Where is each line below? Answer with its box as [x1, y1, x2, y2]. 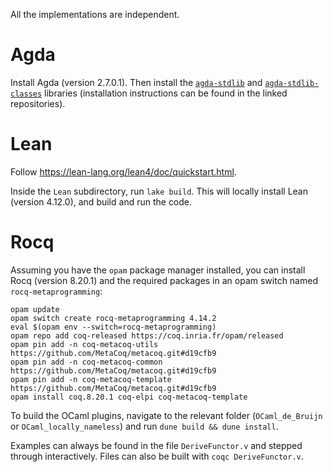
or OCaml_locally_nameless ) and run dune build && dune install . [10, 420, 279, 432]
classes [10, 89, 43, 99]
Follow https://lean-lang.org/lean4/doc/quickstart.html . [10, 165, 237, 178]
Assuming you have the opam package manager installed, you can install [10, 264, 306, 276]
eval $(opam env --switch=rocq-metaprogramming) [10, 322, 217, 332]
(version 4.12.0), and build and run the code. [10, 195, 193, 208]
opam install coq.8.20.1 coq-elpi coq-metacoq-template [10, 392, 248, 402]
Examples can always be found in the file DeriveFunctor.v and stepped [10, 439, 303, 451]
